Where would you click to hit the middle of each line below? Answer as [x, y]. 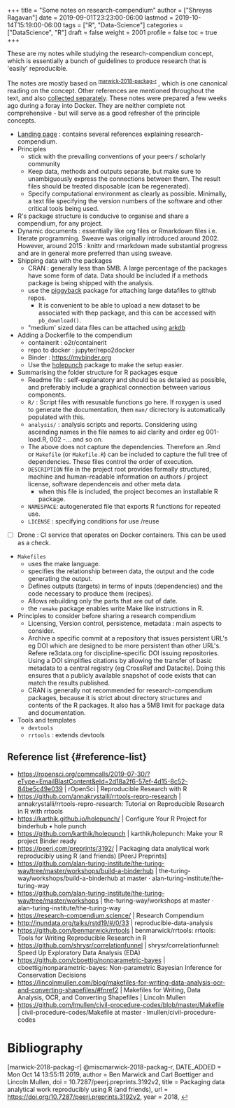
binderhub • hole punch [52, 826]
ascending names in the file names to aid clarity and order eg [116, 432]
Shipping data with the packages [65, 260]
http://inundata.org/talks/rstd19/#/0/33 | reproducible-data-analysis [115, 923]
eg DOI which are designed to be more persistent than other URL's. [124, 645]
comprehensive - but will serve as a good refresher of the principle [104, 113]
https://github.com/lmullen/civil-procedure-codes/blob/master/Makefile [121, 1004]
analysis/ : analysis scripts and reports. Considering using [112, 424]
